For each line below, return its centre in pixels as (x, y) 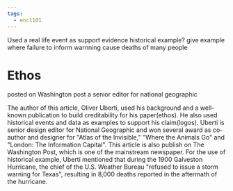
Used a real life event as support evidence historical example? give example (116, 40)
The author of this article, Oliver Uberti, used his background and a (103, 108)
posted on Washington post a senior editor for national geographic (103, 94)
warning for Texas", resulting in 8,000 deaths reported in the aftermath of (112, 174)
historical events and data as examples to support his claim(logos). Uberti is (116, 123)
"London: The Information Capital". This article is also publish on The (106, 145)
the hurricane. (27, 182)
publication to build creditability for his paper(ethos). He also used (122, 115)
